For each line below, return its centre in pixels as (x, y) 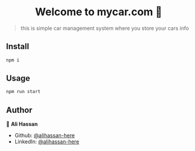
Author (19, 110)
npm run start (23, 92)
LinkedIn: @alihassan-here (47, 142)
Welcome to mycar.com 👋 (99, 12)
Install (18, 47)
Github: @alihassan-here (45, 135)
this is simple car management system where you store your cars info (105, 28)
